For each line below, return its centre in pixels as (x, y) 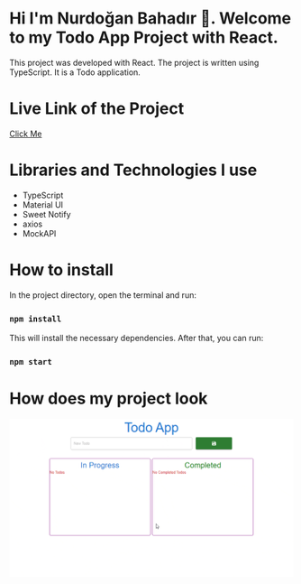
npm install (36, 319)
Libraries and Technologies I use (133, 170)
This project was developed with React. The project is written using (134, 62)
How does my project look (109, 399)
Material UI (43, 204)
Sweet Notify (46, 214)
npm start (31, 362)
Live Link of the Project (97, 109)
